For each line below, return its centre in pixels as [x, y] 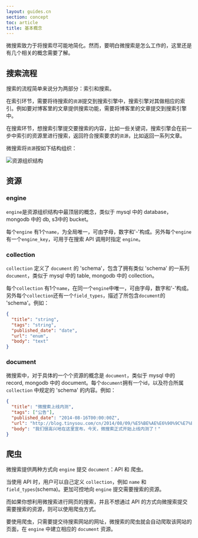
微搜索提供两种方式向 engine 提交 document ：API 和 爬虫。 [76, 470]
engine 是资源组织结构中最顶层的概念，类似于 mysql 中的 [75, 212]
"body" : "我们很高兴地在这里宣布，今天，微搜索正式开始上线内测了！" [86, 429]
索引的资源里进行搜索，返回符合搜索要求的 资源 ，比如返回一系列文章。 [101, 136]
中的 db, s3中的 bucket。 [61, 219]
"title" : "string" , [35, 319]
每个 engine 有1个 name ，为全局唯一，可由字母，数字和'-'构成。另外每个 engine [99, 232]
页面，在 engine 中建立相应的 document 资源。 [61, 529]
